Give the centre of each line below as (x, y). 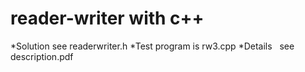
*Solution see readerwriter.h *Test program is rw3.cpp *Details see (152, 46)
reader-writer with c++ (107, 18)
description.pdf (42, 56)
